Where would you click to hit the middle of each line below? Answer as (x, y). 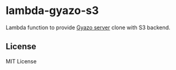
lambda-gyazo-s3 (52, 11)
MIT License (21, 61)
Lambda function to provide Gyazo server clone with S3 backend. (88, 27)
